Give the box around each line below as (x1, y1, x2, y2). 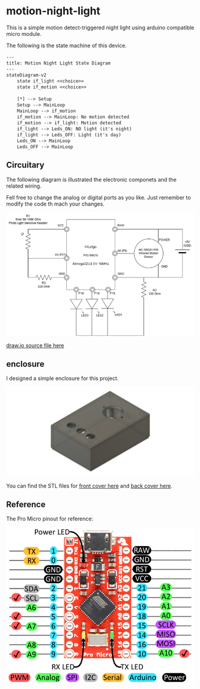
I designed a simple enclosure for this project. (6, 375, 119, 382)
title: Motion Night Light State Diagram (6, 60, 111, 66)
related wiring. (6, 182, 42, 189)
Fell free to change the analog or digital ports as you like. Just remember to (6, 194, 191, 201)
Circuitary (6, 160, 45, 170)
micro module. (6, 30, 42, 37)
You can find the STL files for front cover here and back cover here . (6, 482, 173, 489)
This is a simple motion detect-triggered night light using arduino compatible (6, 24, 195, 31)
